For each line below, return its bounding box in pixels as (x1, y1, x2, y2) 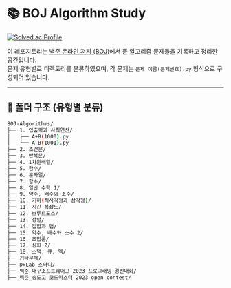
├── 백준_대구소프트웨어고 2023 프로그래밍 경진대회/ (7, 267, 137, 274)
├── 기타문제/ (7, 255, 42, 262)
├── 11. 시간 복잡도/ (7, 204, 62, 211)
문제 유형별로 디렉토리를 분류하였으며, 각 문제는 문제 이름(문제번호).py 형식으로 (7, 64, 216, 72)
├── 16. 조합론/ (7, 236, 49, 243)
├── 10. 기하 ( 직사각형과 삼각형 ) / (7, 197, 91, 204)
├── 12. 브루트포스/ (7, 210, 59, 217)
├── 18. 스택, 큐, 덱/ (7, 249, 67, 256)
